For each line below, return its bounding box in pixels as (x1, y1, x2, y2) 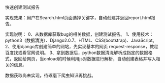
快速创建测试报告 (5, 4, 40, 10)
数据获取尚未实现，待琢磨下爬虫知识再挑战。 (5, 73, 96, 78)
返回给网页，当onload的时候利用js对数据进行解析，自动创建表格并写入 (13, 56, 156, 61)
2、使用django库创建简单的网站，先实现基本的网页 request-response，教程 (5, 44, 159, 49)
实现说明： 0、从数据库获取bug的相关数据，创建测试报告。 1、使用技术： (5, 31, 154, 37)
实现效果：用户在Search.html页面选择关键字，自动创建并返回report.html (5, 15, 151, 21)
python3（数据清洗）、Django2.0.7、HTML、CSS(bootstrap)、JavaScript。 (5, 37, 157, 43)
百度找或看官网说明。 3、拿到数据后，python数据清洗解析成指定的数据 (5, 50, 149, 55)
